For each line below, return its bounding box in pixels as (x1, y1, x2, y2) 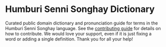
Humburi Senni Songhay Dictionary (5, 3, 155, 15)
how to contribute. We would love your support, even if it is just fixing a (5, 30, 151, 36)
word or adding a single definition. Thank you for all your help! (5, 36, 133, 42)
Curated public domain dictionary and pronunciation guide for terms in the (5, 20, 158, 26)
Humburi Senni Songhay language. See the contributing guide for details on (5, 25, 161, 31)
